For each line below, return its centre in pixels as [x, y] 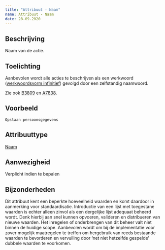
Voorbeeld [22, 108]
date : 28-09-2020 [23, 19]
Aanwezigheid [28, 162]
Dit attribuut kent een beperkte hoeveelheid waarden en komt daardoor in [80, 201]
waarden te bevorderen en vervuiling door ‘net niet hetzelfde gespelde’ [77, 238]
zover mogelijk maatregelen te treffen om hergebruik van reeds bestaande [81, 233]
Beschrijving [25, 39]
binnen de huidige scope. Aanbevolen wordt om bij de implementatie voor [80, 228]
